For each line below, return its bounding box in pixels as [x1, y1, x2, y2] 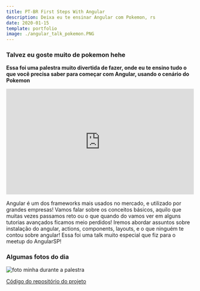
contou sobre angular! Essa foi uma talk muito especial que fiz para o [6, 231, 176, 238]
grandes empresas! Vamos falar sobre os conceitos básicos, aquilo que [6, 206, 182, 213]
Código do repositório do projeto [6, 277, 86, 284]
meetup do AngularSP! [6, 237, 62, 245]
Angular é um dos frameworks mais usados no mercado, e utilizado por [6, 200, 182, 207]
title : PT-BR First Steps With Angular [6, 8, 105, 15]
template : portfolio [6, 25, 58, 32]
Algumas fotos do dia [6, 252, 70, 261]
